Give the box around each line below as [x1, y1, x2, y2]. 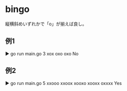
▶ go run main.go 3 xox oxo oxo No [5, 50, 79, 56]
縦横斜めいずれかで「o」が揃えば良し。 [5, 21, 87, 27]
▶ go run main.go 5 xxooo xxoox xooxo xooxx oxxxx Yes [5, 80, 122, 86]
